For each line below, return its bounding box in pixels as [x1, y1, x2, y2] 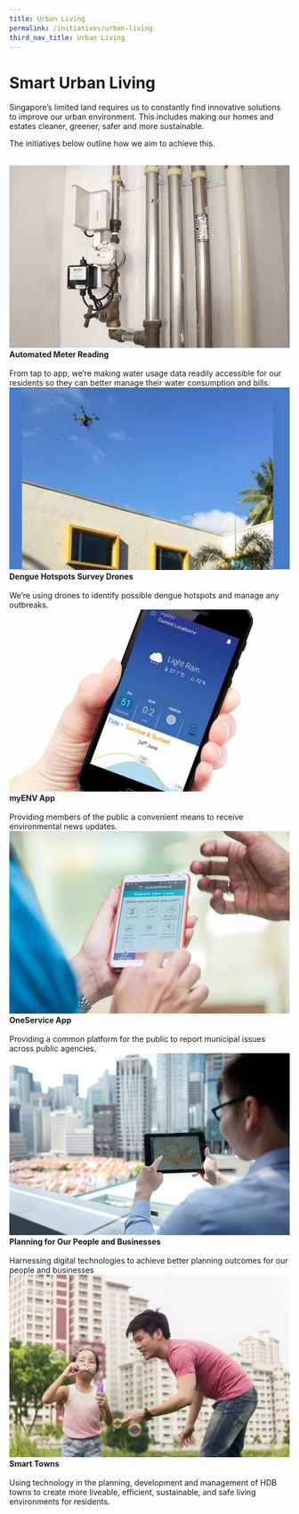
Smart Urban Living [9, 72, 156, 93]
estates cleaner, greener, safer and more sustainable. [9, 121, 205, 132]
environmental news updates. [9, 821, 118, 832]
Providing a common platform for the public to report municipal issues [9, 1033, 266, 1044]
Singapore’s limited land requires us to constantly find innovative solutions [9, 102, 281, 113]
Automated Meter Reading [9, 348, 109, 360]
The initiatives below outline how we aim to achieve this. [9, 138, 215, 149]
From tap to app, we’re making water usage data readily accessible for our [9, 368, 282, 378]
